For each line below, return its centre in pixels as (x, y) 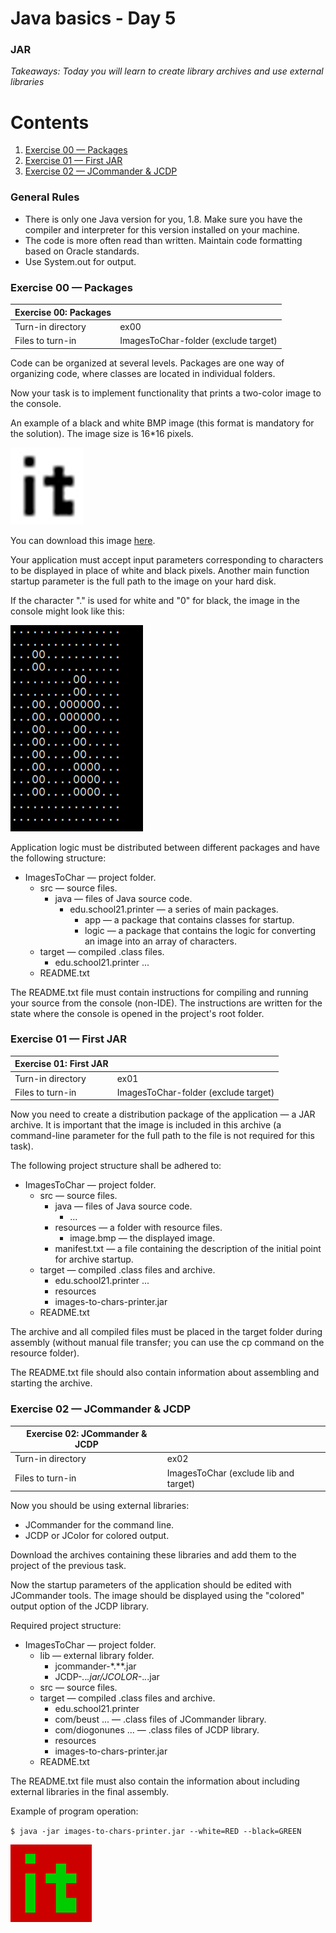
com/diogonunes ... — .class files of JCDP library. (157, 1730)
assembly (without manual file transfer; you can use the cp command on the (167, 1343)
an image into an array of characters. (160, 941)
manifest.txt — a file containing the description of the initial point (188, 1249)
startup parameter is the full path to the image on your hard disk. (143, 581)
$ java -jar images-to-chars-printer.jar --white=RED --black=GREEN (156, 1832)
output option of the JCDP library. (80, 1606)
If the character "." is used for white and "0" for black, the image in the (155, 600)
